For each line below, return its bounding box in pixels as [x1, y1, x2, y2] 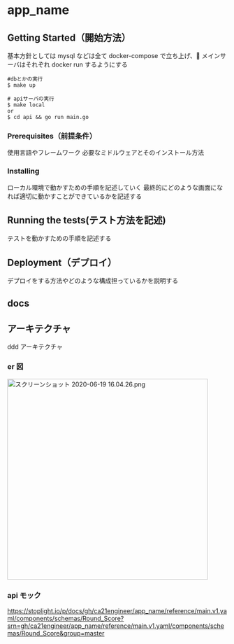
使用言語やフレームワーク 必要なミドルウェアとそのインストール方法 [7, 148, 205, 157]
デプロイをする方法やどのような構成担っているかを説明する [7, 276, 179, 285]
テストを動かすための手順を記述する [7, 234, 112, 243]
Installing [7, 167, 40, 176]
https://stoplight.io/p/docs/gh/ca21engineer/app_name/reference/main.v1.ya [7, 607, 227, 615]
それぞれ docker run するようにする [25, 60, 128, 69]
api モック [7, 590, 42, 600]
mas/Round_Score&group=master [7, 629, 105, 638]
